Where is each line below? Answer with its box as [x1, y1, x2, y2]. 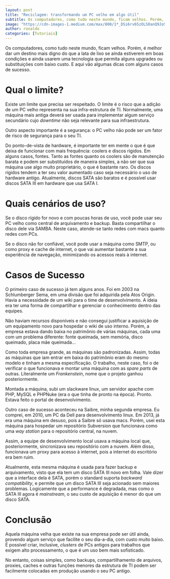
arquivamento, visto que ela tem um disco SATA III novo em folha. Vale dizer [5, 469, 163, 475]
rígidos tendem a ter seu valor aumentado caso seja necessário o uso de [5, 169, 157, 175]
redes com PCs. [5, 231, 39, 237]
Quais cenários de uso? [5, 198, 106, 210]
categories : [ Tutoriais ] [5, 31, 58, 36]
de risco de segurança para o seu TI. [5, 133, 82, 139]
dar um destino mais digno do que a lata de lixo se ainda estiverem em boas [5, 50, 164, 56]
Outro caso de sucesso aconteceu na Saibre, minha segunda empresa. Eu [5, 406, 159, 412]
